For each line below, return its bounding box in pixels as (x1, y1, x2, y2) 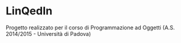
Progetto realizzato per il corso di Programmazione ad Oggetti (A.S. (5, 24, 175, 31)
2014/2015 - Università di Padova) (5, 30, 91, 37)
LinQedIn (5, 4, 53, 18)
